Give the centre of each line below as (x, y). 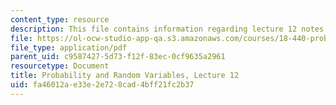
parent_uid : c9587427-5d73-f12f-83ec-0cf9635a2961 (118, 57)
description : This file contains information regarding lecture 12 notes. (169, 29)
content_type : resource (60, 19)
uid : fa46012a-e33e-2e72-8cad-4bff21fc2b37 (102, 85)
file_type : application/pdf (69, 47)
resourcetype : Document (60, 66)
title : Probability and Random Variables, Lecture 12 (125, 76)
